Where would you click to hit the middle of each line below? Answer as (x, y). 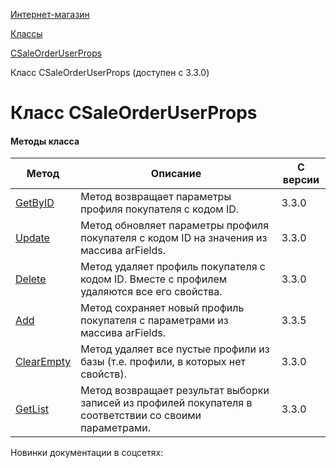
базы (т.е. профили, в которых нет (163, 362)
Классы (26, 33)
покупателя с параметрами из (154, 321)
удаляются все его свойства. (151, 292)
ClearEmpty (43, 362)
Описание (176, 174)
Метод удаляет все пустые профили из (175, 349)
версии (301, 180)
